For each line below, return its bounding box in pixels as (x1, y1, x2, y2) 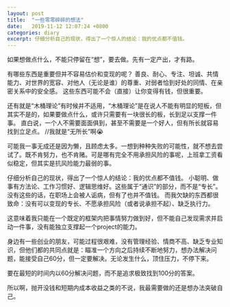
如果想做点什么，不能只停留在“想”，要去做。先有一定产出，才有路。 (7, 56, 199, 64)
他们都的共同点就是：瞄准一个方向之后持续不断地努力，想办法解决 (25, 246, 211, 254)
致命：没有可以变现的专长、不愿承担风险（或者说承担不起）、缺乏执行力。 (7, 200, 214, 208)
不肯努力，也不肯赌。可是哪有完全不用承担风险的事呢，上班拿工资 (30, 150, 217, 159)
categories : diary (7, 29, 60, 36)
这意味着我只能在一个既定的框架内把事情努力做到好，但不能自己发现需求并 (7, 214, 217, 223)
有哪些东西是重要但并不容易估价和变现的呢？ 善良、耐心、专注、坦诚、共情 (7, 70, 219, 78)
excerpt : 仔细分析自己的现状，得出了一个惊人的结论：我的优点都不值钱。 (7, 36, 188, 43)
